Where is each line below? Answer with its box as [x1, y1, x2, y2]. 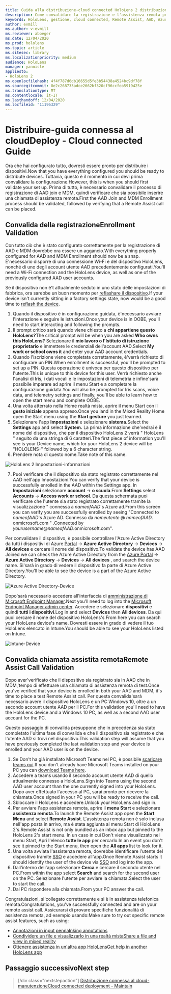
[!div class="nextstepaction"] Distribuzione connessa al [17, 977, 135, 983]
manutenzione [17, 983, 48, 989]
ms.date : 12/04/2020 [5, 36, 49, 41]
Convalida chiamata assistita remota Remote [5, 655, 149, 664]
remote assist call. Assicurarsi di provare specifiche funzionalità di [5, 906, 144, 912]
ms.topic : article [5, 45, 44, 50]
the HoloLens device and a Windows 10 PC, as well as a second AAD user [5, 709, 160, 715]
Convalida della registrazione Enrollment [5, 221, 135, 229]
